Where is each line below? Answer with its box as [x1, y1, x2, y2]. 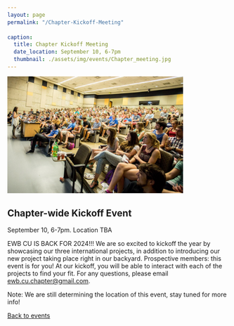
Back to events [7, 311, 51, 320]
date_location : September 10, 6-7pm [13, 48, 121, 56]
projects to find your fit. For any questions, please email [7, 269, 169, 278]
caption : [7, 34, 33, 41]
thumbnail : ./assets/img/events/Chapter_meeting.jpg [13, 56, 171, 63]
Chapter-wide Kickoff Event [7, 207, 132, 219]
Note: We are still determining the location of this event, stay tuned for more [7, 290, 227, 299]
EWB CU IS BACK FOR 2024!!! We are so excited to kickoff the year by [7, 240, 211, 248]
